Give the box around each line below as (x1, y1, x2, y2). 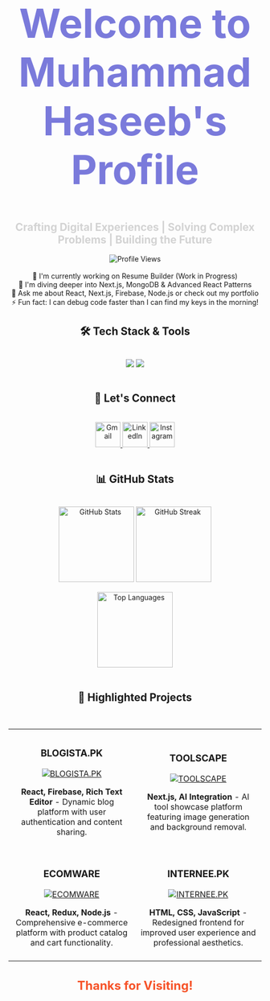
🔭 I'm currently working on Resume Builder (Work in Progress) (31, 271, 239, 281)
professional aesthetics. (153, 937, 243, 949)
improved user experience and (140, 927, 256, 938)
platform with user (37, 806, 107, 818)
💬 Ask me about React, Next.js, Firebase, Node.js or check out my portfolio (10, 288, 260, 299)
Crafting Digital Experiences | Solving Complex (14, 220, 256, 234)
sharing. (55, 826, 88, 838)
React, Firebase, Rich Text (21, 786, 123, 797)
